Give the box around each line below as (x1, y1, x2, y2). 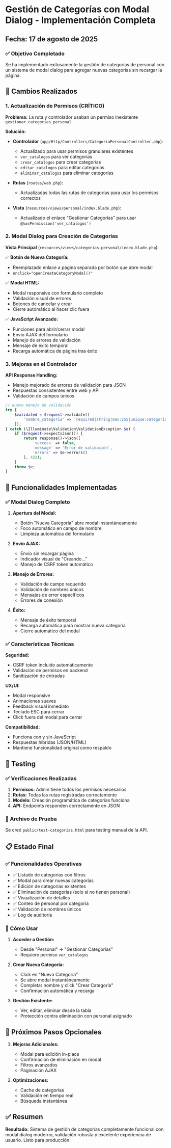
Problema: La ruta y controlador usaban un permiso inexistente (5, 114, 138, 120)
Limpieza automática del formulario (20, 530, 95, 537)
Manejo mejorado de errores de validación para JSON (12, 382, 126, 388)
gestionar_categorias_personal (5, 119, 72, 124)
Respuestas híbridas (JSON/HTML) (12, 739, 87, 745)
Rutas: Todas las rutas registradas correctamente (12, 791, 117, 798)
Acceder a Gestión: (12, 937, 54, 943)
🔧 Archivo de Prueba (5, 815, 57, 822)
